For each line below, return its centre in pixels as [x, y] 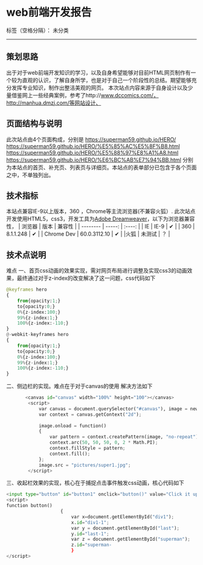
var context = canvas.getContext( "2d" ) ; [90, 415]
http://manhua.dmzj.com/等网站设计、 [54, 103]
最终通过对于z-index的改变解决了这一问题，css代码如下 [86, 278]
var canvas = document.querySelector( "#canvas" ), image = [113, 408]
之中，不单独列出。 [30, 175]
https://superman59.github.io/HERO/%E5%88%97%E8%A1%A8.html [92, 152]
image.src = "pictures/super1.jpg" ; [85, 465]
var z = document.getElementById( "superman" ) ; [130, 539]
